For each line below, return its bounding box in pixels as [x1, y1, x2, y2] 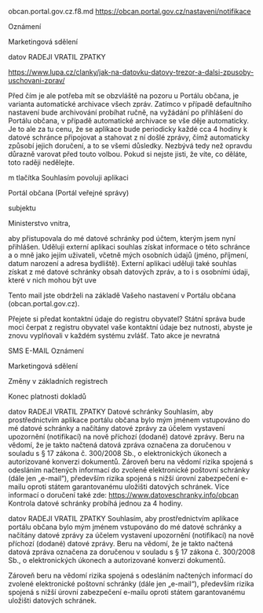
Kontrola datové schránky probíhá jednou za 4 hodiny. [8, 498, 183, 508]
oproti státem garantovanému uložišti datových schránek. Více [27, 482, 230, 491]
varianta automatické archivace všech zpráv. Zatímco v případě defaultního [8, 100, 252, 108]
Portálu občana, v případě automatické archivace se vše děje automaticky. [8, 116, 250, 125]
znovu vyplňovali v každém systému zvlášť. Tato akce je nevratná [8, 331, 221, 340]
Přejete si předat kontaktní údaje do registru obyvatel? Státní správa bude [8, 314, 246, 323]
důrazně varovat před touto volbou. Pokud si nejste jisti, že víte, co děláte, [8, 149, 247, 159]
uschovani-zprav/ [8, 76, 65, 85]
